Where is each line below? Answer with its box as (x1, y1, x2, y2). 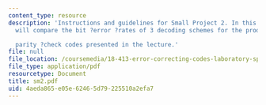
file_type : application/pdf (8, 62, 101, 71)
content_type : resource (8, 11, 87, 20)
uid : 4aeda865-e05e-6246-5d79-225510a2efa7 (8, 84, 154, 92)
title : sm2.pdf (8, 77, 59, 85)
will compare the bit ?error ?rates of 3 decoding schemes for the (15, 26, 243, 34)
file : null (8, 48, 44, 56)
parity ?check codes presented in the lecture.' (15, 40, 179, 48)
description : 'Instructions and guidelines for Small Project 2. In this (8, 19, 257, 27)
